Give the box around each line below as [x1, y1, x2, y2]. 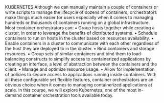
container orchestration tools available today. [23, 92, 114, 98]
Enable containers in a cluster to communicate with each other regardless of [5, 41, 159, 46]
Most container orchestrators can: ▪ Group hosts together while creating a [5, 25, 155, 31]
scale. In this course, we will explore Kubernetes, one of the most [5, 87, 137, 93]
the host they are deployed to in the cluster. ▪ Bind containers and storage [5, 46, 155, 51]
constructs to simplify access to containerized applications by [26, 56, 151, 62]
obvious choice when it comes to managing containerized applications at [5, 82, 153, 87]
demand [5, 92, 22, 98]
